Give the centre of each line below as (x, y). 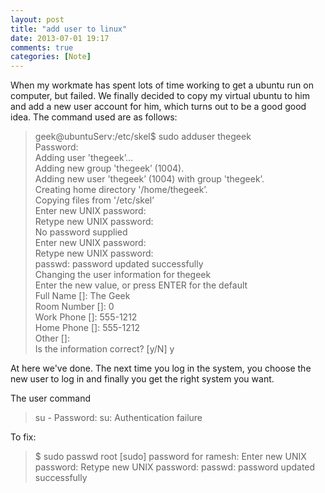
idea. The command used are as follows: (94, 117)
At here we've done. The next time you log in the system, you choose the (161, 368)
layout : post (37, 19)
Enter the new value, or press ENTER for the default (141, 285)
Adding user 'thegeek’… (83, 158)
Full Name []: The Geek (82, 296)
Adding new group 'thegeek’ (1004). (109, 168)
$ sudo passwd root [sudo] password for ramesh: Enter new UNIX (170, 457)
